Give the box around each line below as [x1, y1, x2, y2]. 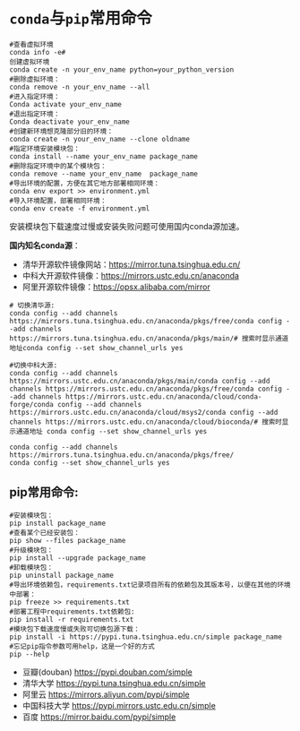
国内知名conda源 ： [9, 239, 81, 251]
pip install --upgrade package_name [9, 553, 146, 563]
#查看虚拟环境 [9, 39, 54, 49]
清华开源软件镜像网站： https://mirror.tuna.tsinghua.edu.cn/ [21, 259, 241, 270]
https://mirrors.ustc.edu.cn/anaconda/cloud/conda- [65, 391, 262, 401]
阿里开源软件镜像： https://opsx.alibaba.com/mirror [21, 281, 210, 292]
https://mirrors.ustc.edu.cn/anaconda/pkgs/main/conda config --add [9, 376, 270, 385]
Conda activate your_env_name [9, 99, 123, 108]
